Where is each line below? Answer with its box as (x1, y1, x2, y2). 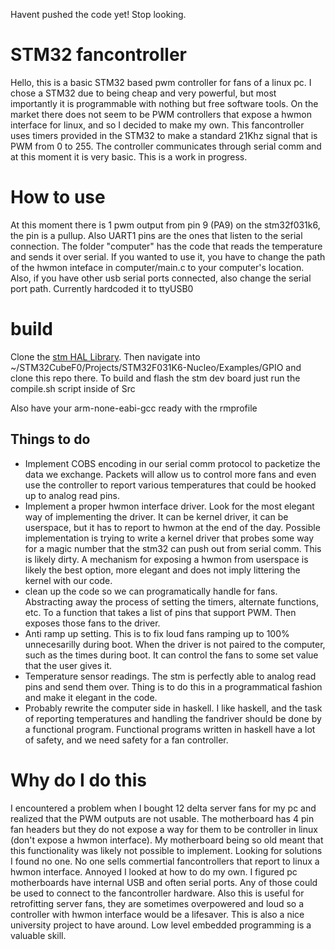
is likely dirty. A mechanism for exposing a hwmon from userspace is (24, 553, 309, 565)
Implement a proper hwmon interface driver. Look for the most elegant (24, 500, 315, 512)
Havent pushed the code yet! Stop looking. (10, 9, 187, 20)
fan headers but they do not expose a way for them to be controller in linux (10, 823, 318, 835)
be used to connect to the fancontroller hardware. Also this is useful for (10, 887, 305, 899)
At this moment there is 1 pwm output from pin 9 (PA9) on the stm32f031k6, (10, 219, 321, 231)
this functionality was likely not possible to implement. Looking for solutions (10, 844, 323, 856)
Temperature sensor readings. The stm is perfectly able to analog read (24, 670, 317, 682)
